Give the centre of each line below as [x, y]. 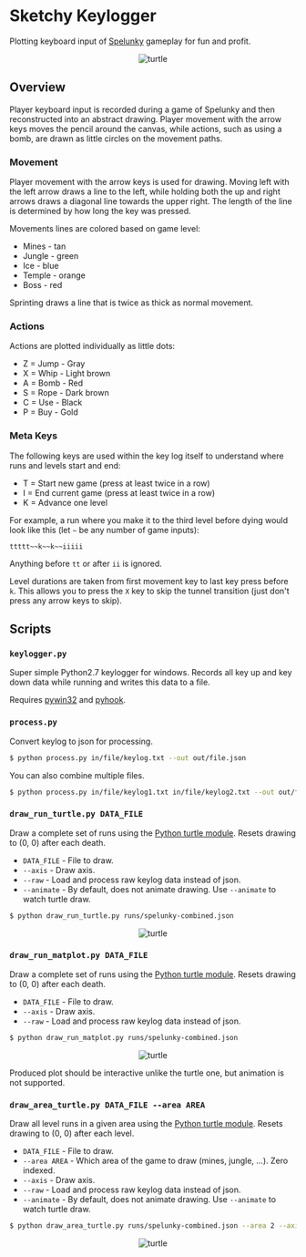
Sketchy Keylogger [83, 16]
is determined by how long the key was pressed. [100, 211]
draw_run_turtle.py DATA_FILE [76, 814]
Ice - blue [41, 266]
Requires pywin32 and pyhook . [67, 700]
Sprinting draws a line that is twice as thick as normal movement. [131, 303]
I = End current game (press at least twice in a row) [119, 492]
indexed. [39, 1170]
